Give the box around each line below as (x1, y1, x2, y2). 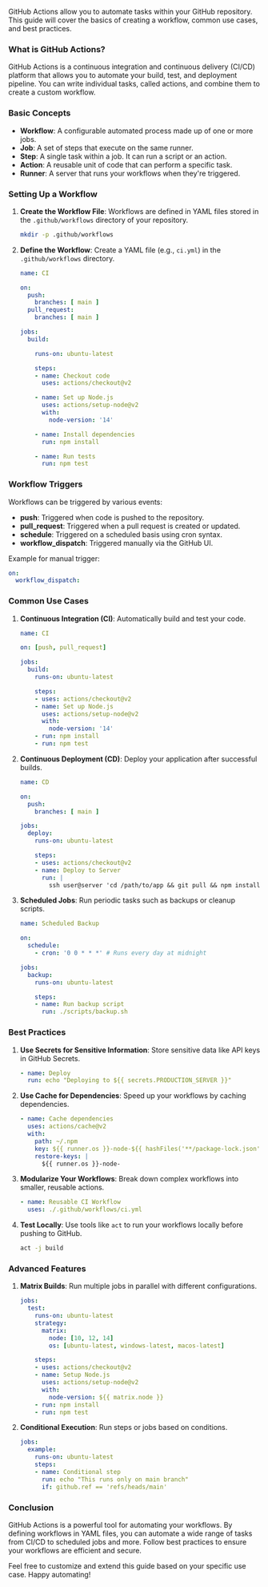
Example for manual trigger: (8, 553, 100, 563)
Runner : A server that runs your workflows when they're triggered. (19, 168, 241, 178)
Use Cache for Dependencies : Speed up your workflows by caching (19, 1091, 246, 1100)
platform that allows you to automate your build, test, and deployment (8, 71, 238, 80)
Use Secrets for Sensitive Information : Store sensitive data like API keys (19, 1045, 261, 1055)
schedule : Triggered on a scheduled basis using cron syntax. (19, 529, 222, 539)
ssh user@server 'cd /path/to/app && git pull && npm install (49, 881, 261, 889)
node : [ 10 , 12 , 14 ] (49, 1334, 114, 1342)
